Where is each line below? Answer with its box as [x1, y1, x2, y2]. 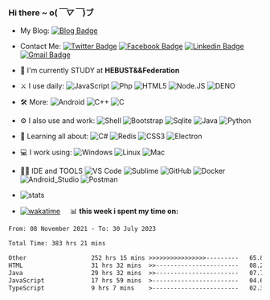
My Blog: [19, 26, 50, 35]
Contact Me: [19, 42, 62, 51]
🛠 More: [19, 97, 49, 107]
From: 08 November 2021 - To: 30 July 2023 [8, 225, 157, 233]
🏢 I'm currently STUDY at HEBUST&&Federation [19, 66, 180, 76]
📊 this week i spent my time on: [69, 207, 179, 216]
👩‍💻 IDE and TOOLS [19, 166, 83, 176]
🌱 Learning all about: [19, 131, 89, 142]
